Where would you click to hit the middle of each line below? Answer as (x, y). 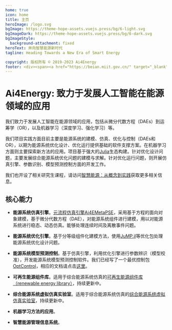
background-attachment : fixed (42, 43)
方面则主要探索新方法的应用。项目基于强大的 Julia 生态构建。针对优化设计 (82, 152)
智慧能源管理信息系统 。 (37, 322)
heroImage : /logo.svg (28, 24)
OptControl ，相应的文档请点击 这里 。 (51, 266)
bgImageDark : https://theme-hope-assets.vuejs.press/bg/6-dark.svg (79, 34)
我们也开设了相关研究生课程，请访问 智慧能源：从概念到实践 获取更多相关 (81, 175)
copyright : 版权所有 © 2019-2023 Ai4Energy (51, 62)
